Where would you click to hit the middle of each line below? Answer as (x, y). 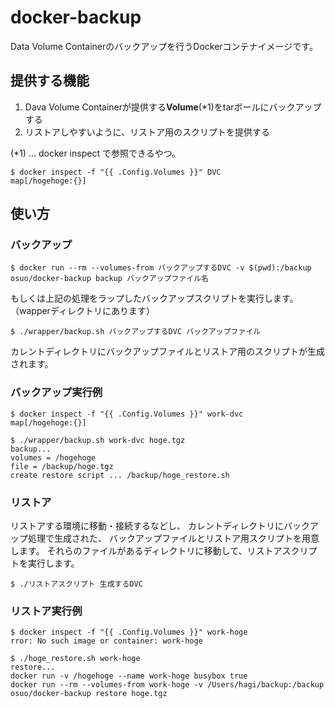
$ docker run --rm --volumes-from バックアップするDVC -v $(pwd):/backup (161, 268)
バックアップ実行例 (56, 393)
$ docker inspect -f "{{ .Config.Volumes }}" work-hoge (129, 632)
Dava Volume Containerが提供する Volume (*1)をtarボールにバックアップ (173, 107)
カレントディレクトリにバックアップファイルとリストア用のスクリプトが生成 (168, 352)
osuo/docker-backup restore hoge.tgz (89, 694)
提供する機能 (50, 81)
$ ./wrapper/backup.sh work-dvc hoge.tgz (98, 440)
